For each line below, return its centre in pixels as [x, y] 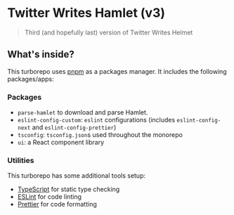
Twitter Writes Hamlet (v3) [86, 13]
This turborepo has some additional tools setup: [77, 176]
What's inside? [41, 54]
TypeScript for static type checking [69, 189]
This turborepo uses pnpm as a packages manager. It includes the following [117, 71]
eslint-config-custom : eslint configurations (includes [96, 120]
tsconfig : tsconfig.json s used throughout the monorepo [100, 135]
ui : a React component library [61, 143]
